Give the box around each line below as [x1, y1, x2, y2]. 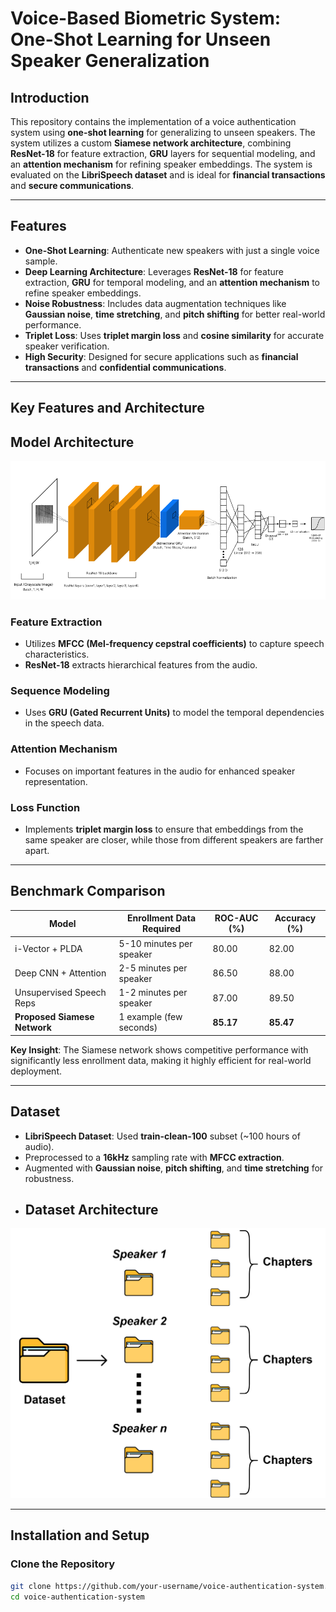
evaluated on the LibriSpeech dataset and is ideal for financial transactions [10, 169, 326, 181]
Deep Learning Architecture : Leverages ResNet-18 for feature [24, 265, 284, 277]
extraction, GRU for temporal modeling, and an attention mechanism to [24, 276, 320, 288]
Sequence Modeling [10, 684, 110, 698]
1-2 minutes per [118, 987, 188, 999]
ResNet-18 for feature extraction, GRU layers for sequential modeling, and [10, 148, 316, 159]
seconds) [118, 1022, 158, 1034]
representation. [24, 775, 88, 787]
